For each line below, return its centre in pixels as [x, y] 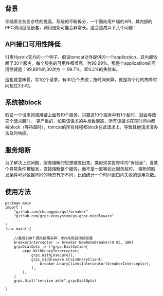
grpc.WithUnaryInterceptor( [51, 251]
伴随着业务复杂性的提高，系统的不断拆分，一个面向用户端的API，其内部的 [79, 21]
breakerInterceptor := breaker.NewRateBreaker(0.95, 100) [74, 242]
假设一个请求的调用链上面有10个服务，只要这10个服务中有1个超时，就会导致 [81, 115]
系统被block [23, 102]
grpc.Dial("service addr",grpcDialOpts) [55, 281]
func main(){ [18, 229]
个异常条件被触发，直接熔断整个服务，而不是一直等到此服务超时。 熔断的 [78, 169]
